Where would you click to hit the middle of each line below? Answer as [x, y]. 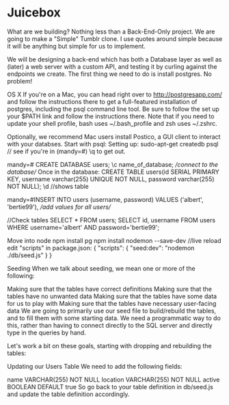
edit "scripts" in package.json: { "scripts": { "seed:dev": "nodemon [101, 248]
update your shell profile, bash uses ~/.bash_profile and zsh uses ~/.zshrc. [112, 123]
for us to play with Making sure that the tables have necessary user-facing [112, 303]
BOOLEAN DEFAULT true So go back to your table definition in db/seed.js [110, 387]
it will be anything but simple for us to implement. [76, 46]
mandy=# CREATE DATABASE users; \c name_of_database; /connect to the [113, 164]
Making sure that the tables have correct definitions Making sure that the [109, 289]
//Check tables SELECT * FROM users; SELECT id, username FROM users [111, 220]
